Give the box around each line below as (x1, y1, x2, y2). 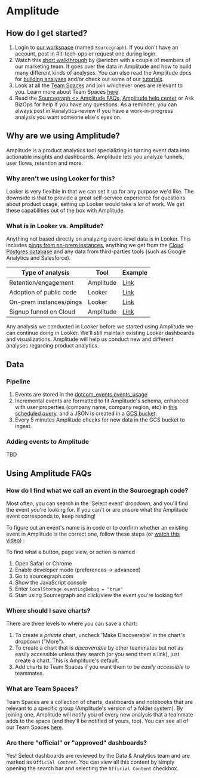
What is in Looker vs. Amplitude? (6, 222, 104, 230)
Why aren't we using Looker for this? (6, 174, 115, 183)
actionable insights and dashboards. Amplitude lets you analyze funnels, (6, 153, 184, 160)
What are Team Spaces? (6, 685, 79, 693)
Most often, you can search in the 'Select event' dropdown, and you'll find (6, 500, 188, 507)
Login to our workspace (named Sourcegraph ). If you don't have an (14, 44, 179, 51)
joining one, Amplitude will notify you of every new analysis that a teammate (6, 711, 193, 718)
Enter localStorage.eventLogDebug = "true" (14, 585, 124, 592)
